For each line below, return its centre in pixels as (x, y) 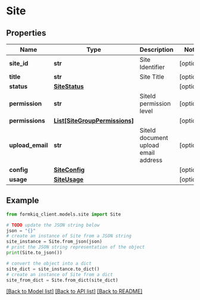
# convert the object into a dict (49, 263)
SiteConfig (69, 170)
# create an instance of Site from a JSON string (69, 236)
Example (23, 201)
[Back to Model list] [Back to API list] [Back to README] (74, 291)
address (151, 160)
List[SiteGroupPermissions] (93, 121)
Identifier (152, 67)
